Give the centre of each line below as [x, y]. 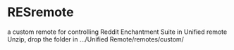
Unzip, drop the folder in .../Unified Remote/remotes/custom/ [96, 39]
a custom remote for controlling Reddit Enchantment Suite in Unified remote [117, 32]
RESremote [41, 12]
